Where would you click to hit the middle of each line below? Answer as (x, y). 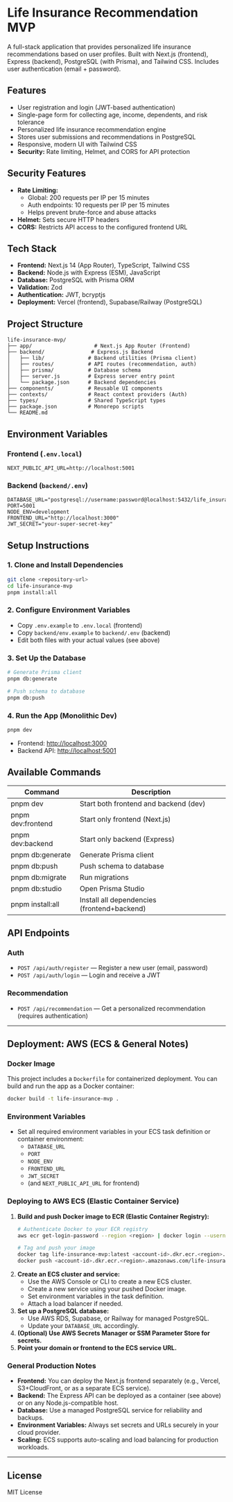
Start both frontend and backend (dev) (143, 804)
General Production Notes (52, 1366)
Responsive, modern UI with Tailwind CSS (77, 144)
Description (151, 792)
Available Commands (54, 772)
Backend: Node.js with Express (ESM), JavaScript (89, 273)
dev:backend (32, 843)
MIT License (25, 1492)
